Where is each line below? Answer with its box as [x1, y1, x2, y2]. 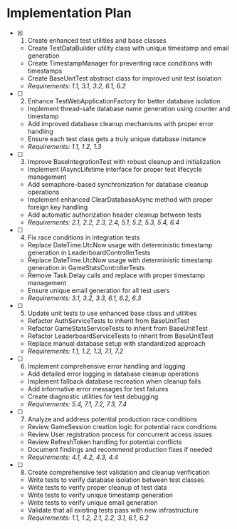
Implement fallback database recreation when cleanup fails [27, 376, 201, 386]
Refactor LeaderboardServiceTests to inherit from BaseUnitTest [27, 332, 214, 340]
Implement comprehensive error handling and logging [27, 361, 186, 370]
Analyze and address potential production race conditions [27, 415, 198, 423]
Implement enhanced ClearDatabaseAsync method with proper [27, 195, 213, 204]
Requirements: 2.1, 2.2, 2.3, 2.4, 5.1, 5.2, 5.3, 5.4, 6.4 [27, 217, 180, 226]
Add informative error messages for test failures [27, 384, 169, 393]
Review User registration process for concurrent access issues [27, 430, 213, 438]
